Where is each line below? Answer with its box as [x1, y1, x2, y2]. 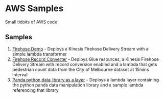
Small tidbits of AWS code [5, 19, 58, 25]
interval [12, 71, 28, 78]
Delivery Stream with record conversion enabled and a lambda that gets [12, 61, 158, 67]
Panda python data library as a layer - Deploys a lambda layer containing [12, 77, 159, 82]
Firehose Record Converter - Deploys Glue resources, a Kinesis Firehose [12, 56, 159, 62]
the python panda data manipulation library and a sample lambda [12, 82, 143, 88]
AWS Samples [5, 3, 64, 14]
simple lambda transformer [12, 51, 67, 57]
